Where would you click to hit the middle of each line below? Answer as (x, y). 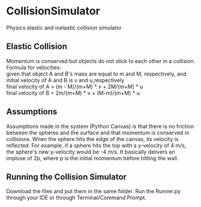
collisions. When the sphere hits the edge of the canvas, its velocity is (92, 139)
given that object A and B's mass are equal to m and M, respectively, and (96, 74)
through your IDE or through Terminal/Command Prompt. (76, 198)
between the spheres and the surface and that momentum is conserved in (98, 133)
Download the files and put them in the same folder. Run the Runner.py (94, 191)
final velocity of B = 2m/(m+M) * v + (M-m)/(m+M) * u (73, 93)
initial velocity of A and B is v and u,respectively (65, 80)
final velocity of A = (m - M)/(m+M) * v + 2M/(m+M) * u (75, 86)
